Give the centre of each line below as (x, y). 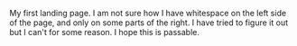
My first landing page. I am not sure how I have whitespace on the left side (148, 13)
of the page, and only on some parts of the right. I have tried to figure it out (149, 23)
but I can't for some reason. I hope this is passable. (105, 32)
